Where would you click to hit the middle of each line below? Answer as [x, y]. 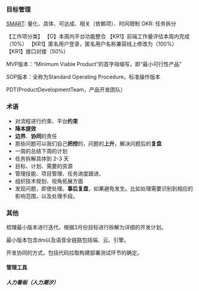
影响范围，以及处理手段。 [46, 196]
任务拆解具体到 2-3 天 [42, 158]
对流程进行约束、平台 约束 [46, 121]
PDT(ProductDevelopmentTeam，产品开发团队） [66, 90]
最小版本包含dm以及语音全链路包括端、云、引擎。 [68, 240]
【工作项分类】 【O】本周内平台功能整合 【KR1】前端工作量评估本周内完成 [98, 37]
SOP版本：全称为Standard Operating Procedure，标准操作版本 [83, 77]
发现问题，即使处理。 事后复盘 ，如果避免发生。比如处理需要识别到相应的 [104, 188]
